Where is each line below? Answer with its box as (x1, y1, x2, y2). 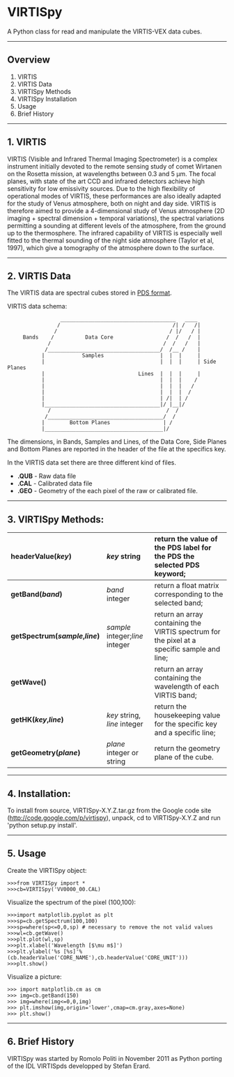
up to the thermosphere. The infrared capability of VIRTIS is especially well (7, 228, 223, 237)
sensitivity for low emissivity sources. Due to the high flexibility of (7, 184, 196, 192)
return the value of (154, 534, 218, 544)
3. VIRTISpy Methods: (7, 513, 104, 525)
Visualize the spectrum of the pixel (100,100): (7, 898, 136, 906)
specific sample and (154, 644, 221, 654)
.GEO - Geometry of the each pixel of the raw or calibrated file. (17, 487, 198, 495)
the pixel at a (154, 635, 196, 645)
